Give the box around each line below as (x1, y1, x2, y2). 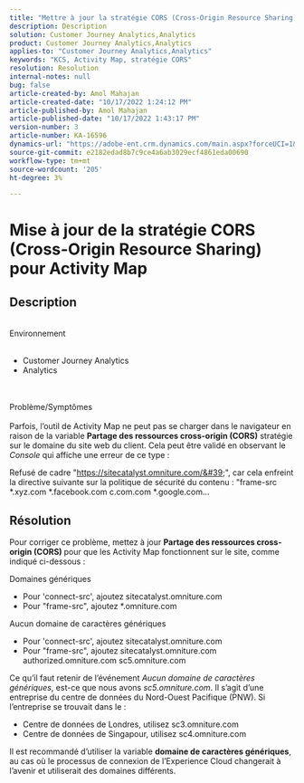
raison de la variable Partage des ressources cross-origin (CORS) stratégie (9, 431, 293, 442)
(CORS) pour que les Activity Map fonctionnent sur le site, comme (33, 547, 280, 558)
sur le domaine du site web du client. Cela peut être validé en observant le (9, 440, 287, 451)
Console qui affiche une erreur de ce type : (9, 450, 170, 461)
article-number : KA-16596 (9, 131, 107, 140)
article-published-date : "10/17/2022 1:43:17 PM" (9, 114, 201, 123)
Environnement (9, 328, 66, 339)
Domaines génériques (9, 574, 92, 585)
